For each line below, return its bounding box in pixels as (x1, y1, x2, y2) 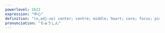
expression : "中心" (5, 12, 44, 16)
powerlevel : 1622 (5, 7, 41, 12)
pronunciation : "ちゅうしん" (5, 20, 61, 26)
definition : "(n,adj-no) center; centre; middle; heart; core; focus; (5, 16, 153, 21)
